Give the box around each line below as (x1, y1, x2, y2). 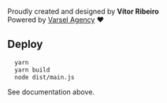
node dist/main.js (14, 73, 76, 81)
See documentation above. (7, 87, 95, 97)
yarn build (14, 66, 50, 74)
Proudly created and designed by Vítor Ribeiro (7, 7, 159, 16)
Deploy (7, 38, 43, 51)
